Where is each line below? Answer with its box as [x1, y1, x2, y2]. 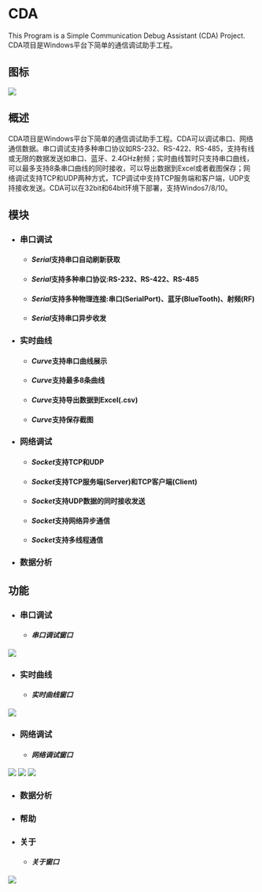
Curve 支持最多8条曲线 [31, 375, 105, 385]
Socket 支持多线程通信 [31, 536, 104, 545]
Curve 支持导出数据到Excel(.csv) [31, 395, 138, 405]
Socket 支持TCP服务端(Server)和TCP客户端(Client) [31, 476, 198, 486]
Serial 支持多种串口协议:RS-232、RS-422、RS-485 [31, 274, 199, 284]
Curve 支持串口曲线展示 [31, 356, 108, 365]
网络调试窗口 [31, 750, 73, 760]
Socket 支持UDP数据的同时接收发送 [31, 496, 146, 506]
